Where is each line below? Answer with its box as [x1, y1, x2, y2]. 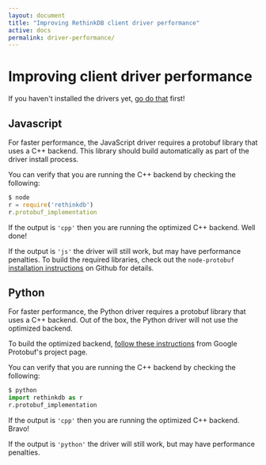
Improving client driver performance [8, 68, 253, 85]
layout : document [8, 11, 66, 20]
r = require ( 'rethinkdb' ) [8, 201, 93, 209]
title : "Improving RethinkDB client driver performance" [8, 19, 200, 27]
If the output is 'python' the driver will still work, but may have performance [8, 440, 256, 449]
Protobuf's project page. [8, 347, 89, 357]
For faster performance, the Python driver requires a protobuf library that [8, 307, 247, 316]
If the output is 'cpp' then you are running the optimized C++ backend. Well [8, 222, 256, 232]
